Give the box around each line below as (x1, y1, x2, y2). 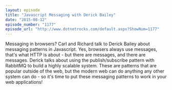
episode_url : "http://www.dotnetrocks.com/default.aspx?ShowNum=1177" (5, 27, 160, 32)
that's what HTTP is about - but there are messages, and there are (5, 52, 146, 58)
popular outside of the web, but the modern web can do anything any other (5, 68, 165, 75)
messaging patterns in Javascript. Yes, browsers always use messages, (5, 46, 158, 52)
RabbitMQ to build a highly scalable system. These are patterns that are (5, 63, 157, 69)
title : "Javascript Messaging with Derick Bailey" (5, 12, 116, 17)
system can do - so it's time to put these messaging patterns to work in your (5, 74, 167, 80)
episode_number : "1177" (5, 22, 56, 27)
